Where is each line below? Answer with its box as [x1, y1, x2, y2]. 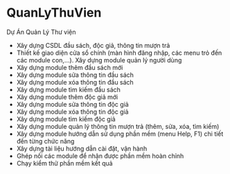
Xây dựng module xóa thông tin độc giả [16, 107, 129, 116]
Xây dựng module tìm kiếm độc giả [16, 114, 116, 123]
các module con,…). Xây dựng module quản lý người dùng [16, 55, 182, 64]
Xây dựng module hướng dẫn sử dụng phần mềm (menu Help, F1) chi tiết [16, 130, 224, 138]
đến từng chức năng [16, 137, 75, 145]
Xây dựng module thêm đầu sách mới [16, 63, 123, 71]
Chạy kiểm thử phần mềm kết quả [16, 159, 113, 167]
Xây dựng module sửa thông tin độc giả [16, 100, 129, 108]
